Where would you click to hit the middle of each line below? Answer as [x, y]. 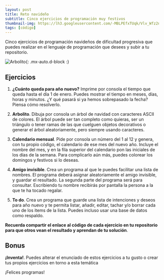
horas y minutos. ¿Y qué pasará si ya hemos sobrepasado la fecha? [80, 99]
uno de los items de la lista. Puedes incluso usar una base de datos [80, 210]
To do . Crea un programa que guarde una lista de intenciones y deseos [83, 200]
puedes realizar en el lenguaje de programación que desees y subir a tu [77, 47]
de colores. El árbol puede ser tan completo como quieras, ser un [78, 119]
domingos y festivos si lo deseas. [46, 160]
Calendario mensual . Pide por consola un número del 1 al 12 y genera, [83, 139]
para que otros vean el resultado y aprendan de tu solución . [67, 230]
